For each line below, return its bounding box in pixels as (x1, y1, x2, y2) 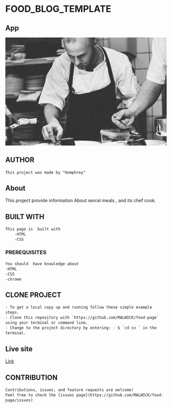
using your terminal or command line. (5, 320, 88, 326)
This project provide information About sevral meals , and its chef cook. (5, 198, 156, 204)
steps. (5, 310, 19, 315)
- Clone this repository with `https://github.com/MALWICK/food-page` (5, 315, 159, 321)
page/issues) (5, 397, 33, 403)
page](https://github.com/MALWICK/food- (76, 392, 164, 398)
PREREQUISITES (5, 249, 47, 256)
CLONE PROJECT (5, 290, 61, 299)
